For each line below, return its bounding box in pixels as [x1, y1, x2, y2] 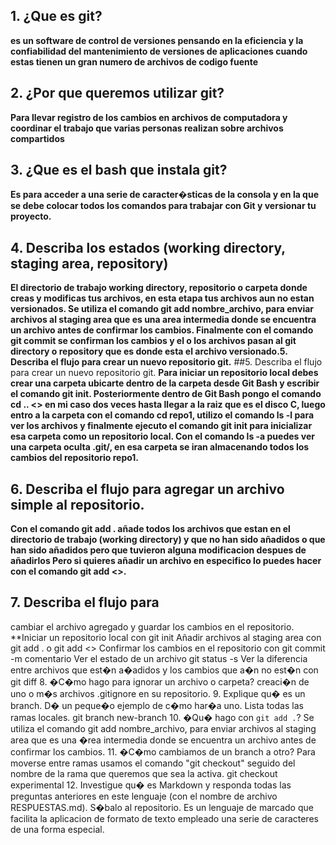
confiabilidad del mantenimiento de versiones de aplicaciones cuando [10, 45, 308, 57]
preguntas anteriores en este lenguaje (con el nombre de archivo [10, 790, 278, 802]
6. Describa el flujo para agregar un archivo [10, 480, 285, 498]
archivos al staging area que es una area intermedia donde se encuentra [10, 314, 317, 326]
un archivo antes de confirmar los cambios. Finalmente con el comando [10, 324, 314, 336]
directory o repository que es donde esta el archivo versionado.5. [10, 345, 288, 358]
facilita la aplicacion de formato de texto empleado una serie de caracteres [10, 812, 319, 824]
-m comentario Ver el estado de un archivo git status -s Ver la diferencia [10, 652, 308, 664]
